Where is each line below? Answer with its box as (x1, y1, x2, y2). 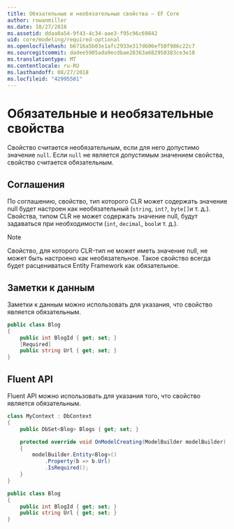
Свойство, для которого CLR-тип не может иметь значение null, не (7, 246, 208, 255)
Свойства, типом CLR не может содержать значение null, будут (7, 212, 198, 220)
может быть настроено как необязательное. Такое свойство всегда (7, 254, 211, 262)
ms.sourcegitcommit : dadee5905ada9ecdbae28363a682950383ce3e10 (7, 50, 196, 57)
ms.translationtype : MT (7, 56, 77, 63)
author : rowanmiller (7, 17, 68, 24)
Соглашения (7, 178, 65, 190)
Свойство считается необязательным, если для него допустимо (7, 143, 200, 152)
